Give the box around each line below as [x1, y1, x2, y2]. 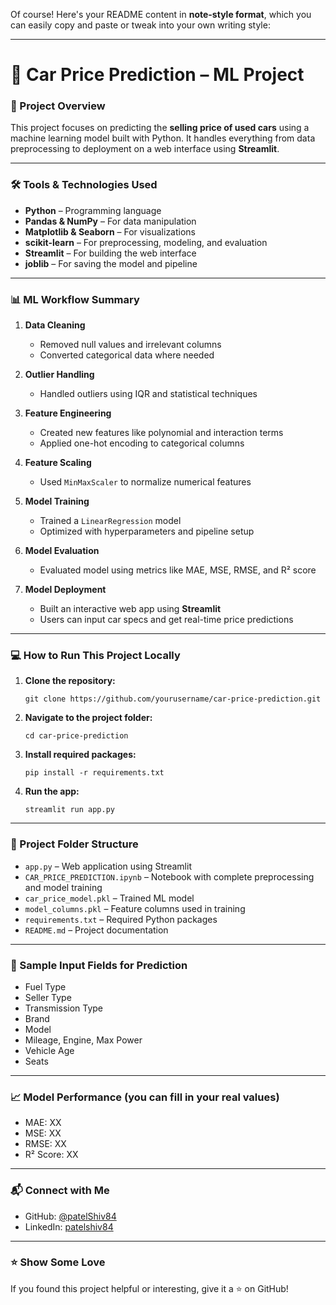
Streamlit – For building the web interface [24, 247, 197, 259]
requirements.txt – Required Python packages [24, 913, 218, 925]
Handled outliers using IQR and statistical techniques [39, 388, 258, 400]
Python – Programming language [24, 204, 162, 216]
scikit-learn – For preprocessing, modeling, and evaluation [24, 236, 268, 248]
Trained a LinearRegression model [39, 515, 182, 527]
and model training [24, 881, 103, 893]
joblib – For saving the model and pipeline [24, 257, 198, 269]
